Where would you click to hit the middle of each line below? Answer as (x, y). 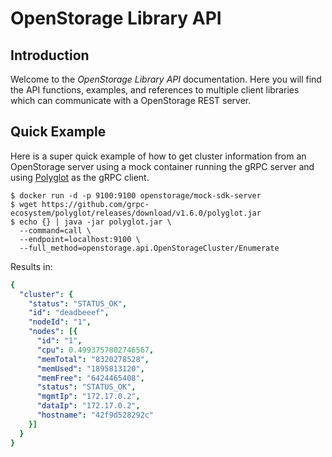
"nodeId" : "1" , (60, 322)
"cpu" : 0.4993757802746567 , (95, 350)
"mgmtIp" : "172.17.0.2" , (88, 397)
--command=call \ (55, 230)
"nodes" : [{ (53, 332)
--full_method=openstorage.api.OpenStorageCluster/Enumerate (149, 248)
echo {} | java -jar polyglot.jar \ (95, 222)
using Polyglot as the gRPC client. (80, 177)
